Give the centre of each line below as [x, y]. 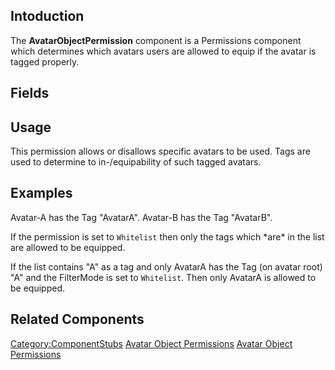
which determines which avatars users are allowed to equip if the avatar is [163, 51]
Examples [41, 193]
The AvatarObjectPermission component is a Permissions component [156, 40]
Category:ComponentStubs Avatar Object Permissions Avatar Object [151, 343]
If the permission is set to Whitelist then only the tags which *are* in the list [167, 236]
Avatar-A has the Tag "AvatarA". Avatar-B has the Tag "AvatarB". [141, 217]
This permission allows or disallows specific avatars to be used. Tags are [160, 151]
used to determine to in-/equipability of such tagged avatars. [136, 162]
